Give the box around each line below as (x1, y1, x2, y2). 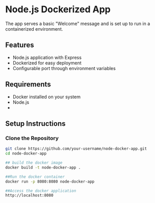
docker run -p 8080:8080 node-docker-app (5, 179, 95, 184)
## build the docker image (5, 160, 63, 165)
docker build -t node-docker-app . (5, 165, 81, 170)
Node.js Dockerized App (5, 4, 111, 15)
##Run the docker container (5, 174, 65, 179)
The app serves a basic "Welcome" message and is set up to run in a (5, 20, 150, 27)
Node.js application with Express (12, 54, 82, 60)
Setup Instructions (5, 119, 66, 128)
